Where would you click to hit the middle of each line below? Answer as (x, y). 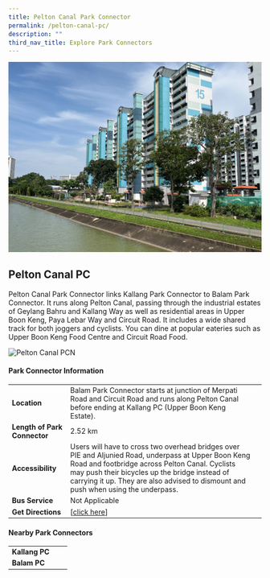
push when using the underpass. (124, 489)
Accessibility (34, 468)
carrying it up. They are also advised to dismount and (158, 481)
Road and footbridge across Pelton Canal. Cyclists (153, 464)
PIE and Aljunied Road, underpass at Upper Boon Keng (160, 456)
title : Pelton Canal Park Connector (70, 17)
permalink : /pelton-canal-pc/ (59, 25)
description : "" (35, 34)
